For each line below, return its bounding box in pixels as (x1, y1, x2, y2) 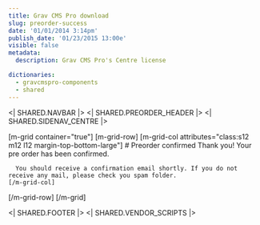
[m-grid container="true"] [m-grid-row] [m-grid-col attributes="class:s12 (8, 131, 250, 141)
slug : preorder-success (8, 19, 88, 27)
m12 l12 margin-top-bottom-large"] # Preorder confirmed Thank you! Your (8, 140, 252, 150)
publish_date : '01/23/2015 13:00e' (8, 34, 127, 42)
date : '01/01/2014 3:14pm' (8, 26, 98, 34)
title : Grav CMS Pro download (8, 11, 110, 20)
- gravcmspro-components (15, 78, 98, 86)
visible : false (8, 42, 59, 50)
